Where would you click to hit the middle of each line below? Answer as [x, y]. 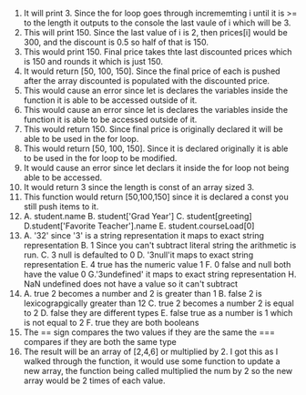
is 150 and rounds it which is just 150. [93, 61]
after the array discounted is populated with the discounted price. [147, 81]
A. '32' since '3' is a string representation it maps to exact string [144, 235]
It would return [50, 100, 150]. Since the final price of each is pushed [152, 71]
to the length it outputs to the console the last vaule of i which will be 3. [157, 23]
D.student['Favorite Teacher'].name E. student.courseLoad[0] [139, 226]
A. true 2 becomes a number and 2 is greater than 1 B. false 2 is [143, 294]
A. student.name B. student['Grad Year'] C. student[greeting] [138, 216]
